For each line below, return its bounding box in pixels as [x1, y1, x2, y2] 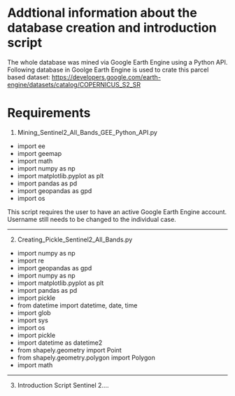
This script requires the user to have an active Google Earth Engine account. [7, 207, 227, 216]
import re [17, 256, 44, 265]
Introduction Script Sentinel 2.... [17, 381, 109, 389]
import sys [17, 316, 49, 324]
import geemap [17, 149, 62, 157]
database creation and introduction [7, 20, 217, 36]
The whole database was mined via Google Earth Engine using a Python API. [7, 58, 228, 66]
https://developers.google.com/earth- [51, 72, 161, 81]
